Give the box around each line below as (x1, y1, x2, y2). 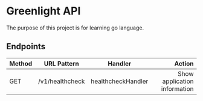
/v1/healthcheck (38, 77, 85, 85)
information (161, 84, 194, 93)
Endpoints (6, 41, 46, 52)
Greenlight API (6, 4, 81, 18)
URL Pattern (43, 59, 80, 67)
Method (9, 59, 33, 67)
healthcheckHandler (90, 77, 149, 85)
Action (174, 59, 194, 67)
